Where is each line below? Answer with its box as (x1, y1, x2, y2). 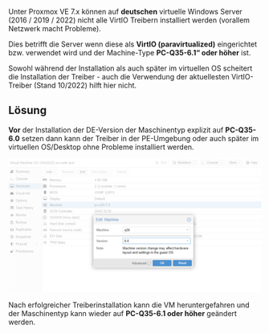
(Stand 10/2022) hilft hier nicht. (33, 80, 137, 90)
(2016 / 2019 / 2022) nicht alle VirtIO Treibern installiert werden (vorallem (8, 15, 251, 25)
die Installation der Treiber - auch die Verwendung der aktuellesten (8, 72, 230, 81)
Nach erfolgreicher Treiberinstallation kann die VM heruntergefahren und (8, 300, 251, 310)
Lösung (8, 104, 47, 117)
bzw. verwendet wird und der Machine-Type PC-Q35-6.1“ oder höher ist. (8, 48, 251, 57)
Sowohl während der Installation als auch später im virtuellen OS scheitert (8, 63, 253, 73)
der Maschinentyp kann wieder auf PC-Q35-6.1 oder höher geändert (8, 309, 237, 319)
